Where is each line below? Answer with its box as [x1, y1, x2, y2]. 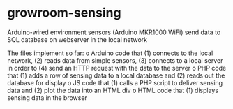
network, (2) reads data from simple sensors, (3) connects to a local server [7, 56, 223, 64]
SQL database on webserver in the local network [7, 35, 148, 43]
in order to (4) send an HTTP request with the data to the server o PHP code [7, 64, 227, 72]
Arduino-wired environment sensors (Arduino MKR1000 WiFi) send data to [7, 28, 221, 36]
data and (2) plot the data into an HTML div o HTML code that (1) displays [7, 86, 218, 94]
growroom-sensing [7, 5, 121, 21]
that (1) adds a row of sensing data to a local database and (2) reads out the [7, 71, 225, 80]
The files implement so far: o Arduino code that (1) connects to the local [7, 49, 213, 57]
